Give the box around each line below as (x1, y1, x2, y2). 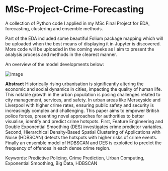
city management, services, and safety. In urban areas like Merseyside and (5, 97, 161, 103)
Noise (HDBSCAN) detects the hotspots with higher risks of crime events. (5, 134, 157, 140)
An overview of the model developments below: (5, 61, 104, 67)
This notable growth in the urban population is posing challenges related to (5, 91, 161, 97)
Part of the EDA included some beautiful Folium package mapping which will (5, 35, 163, 41)
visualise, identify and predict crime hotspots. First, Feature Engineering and (5, 118, 163, 124)
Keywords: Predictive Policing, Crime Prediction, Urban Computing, (5, 155, 145, 161)
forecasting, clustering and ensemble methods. (5, 25, 103, 31)
